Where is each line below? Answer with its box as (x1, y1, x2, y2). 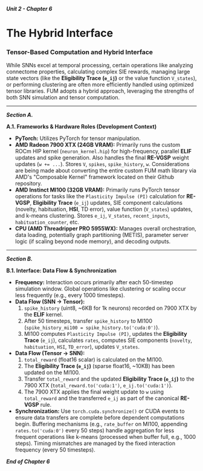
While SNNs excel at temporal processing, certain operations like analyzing (6, 62, 193, 69)
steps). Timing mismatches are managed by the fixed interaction (14, 439, 176, 447)
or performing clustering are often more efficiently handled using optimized (6, 81, 194, 89)
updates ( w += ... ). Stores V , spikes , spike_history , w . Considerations (14, 161, 190, 168)
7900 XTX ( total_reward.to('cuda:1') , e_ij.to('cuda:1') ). (24, 382, 173, 389)
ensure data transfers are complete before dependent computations (14, 414, 185, 421)
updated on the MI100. (24, 369, 80, 376)
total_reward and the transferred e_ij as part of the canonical (24, 395, 179, 402)
